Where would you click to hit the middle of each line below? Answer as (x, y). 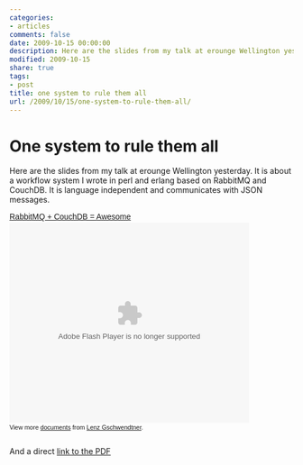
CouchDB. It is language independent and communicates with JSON (136, 190)
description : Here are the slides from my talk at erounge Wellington (145, 51)
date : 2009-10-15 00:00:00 (60, 43)
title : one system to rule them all (78, 93)
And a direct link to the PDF (60, 451)
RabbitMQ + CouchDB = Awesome (70, 217)
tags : (19, 77)
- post (22, 85)
